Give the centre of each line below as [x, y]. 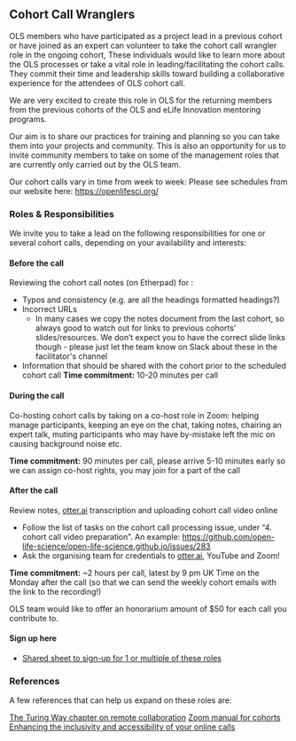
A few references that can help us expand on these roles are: [121, 700]
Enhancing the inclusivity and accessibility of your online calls [122, 727]
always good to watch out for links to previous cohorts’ [136, 328]
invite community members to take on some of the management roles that [144, 155]
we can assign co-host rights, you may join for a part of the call [125, 470]
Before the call [37, 263]
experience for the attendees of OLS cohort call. [97, 82]
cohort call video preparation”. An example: [101, 536]
